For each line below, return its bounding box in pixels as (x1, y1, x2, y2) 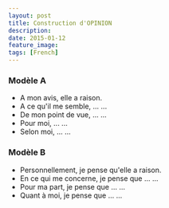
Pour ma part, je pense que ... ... (19, 182, 126, 191)
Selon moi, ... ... (19, 127, 72, 136)
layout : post (8, 11, 52, 20)
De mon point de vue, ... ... (19, 110, 108, 120)
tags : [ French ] (8, 49, 59, 57)
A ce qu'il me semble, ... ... (19, 101, 108, 112)
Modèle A (8, 75, 46, 86)
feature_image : (8, 41, 59, 49)
